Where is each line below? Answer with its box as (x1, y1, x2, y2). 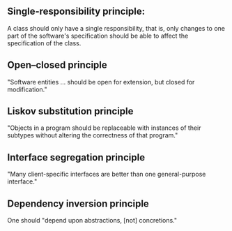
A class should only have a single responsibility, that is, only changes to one (7, 24, 225, 32)
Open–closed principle (7, 59, 108, 71)
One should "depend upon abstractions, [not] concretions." (7, 216, 178, 225)
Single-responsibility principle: (7, 6, 145, 17)
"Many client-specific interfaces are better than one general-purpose (7, 170, 206, 179)
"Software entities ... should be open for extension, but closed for (7, 77, 195, 86)
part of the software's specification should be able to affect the (7, 31, 189, 40)
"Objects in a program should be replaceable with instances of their (7, 124, 201, 132)
